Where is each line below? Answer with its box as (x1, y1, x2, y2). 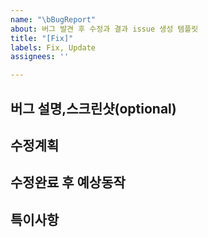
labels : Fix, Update (10, 42, 97, 53)
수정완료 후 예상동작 (10, 174, 126, 191)
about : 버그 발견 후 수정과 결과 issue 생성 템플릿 (10, 24, 199, 34)
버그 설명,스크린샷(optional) (10, 100, 177, 117)
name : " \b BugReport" (10, 14, 97, 25)
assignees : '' (10, 52, 70, 62)
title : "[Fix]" (10, 33, 74, 43)
